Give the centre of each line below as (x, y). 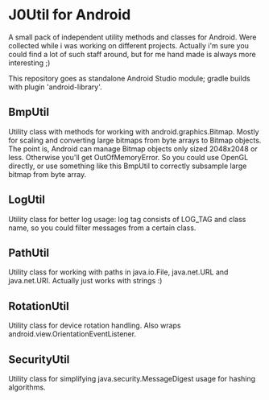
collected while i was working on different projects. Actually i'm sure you (129, 45)
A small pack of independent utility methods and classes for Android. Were (132, 37)
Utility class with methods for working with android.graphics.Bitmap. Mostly (134, 131)
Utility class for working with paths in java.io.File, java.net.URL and (118, 272)
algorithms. (27, 387)
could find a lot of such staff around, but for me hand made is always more (132, 54)
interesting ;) (29, 63)
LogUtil (27, 200)
